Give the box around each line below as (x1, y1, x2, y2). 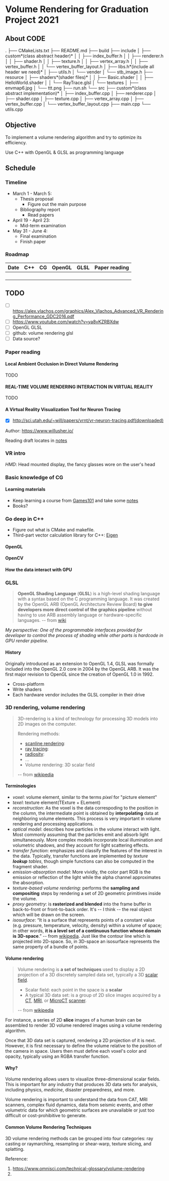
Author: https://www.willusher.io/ (5, 427, 74, 433)
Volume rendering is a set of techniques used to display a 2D (17, 966, 145, 972)
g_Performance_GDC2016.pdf (12, 313, 74, 319)
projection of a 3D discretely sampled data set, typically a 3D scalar (17, 972, 158, 978)
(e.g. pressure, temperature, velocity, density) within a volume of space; (12, 923, 162, 929)
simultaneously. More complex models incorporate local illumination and (12, 837, 162, 843)
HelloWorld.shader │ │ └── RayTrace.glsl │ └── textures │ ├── (5, 79, 139, 85)
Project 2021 (5, 14, 59, 26)
